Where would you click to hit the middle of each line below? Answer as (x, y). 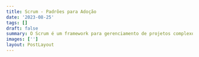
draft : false (22, 28)
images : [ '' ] (22, 39)
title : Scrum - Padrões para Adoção (51, 12)
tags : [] (17, 23)
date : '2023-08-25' (30, 17)
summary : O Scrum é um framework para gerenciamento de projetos (88, 34)
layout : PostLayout (30, 45)
